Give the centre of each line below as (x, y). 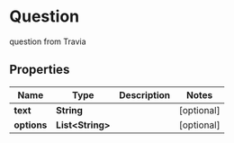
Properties (40, 70)
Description (145, 94)
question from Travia (48, 41)
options (31, 125)
